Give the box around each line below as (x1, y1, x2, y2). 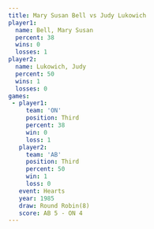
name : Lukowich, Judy (15, 63, 87, 71)
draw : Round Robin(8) (18, 201, 90, 209)
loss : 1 (25, 135, 51, 144)
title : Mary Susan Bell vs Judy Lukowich (8, 11, 147, 20)
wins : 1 (15, 77, 41, 85)
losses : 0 (15, 84, 47, 93)
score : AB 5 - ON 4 (18, 209, 83, 217)
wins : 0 (15, 41, 41, 49)
